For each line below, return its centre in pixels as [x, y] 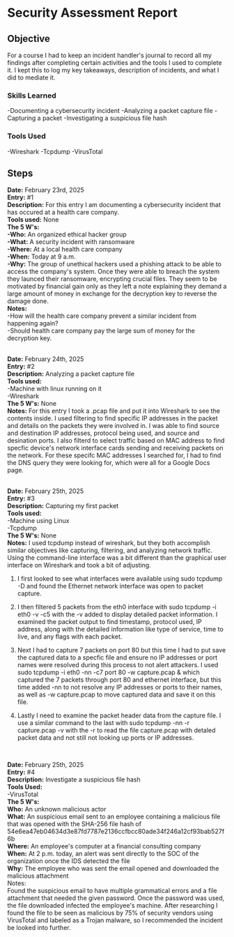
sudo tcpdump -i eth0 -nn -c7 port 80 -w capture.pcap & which [109, 672]
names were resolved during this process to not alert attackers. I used [118, 665]
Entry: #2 [21, 367]
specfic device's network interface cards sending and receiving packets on [115, 448]
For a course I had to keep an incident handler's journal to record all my [110, 55]
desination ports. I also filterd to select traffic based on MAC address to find [116, 441]
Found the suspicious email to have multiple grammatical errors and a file [112, 891]
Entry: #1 [20, 197]
